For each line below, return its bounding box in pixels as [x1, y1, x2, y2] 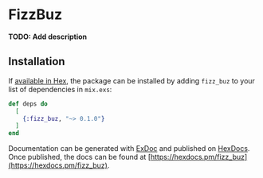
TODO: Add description [8, 32, 88, 41]
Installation [8, 55, 65, 68]
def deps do [8, 99, 48, 108]
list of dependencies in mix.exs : [8, 84, 112, 94]
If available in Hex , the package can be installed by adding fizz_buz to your [8, 75, 255, 85]
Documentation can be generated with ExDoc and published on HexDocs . [8, 144, 250, 153]
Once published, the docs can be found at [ [8, 153, 151, 162]
